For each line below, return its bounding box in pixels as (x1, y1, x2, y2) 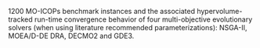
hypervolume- (197, 7, 243, 15)
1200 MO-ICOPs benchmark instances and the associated (8, 7, 196, 15)
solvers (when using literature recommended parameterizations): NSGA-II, (8, 23, 248, 32)
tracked (8, 15, 33, 24)
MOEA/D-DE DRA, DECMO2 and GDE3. (8, 31, 135, 40)
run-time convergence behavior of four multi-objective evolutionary (34, 15, 253, 24)
